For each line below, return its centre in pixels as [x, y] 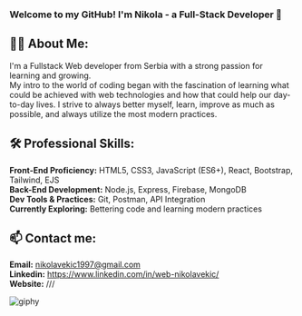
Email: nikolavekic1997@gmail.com [75, 265]
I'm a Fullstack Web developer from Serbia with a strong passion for [136, 65]
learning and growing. [50, 75]
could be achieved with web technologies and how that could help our [141, 94]
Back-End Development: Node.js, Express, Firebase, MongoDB [128, 189]
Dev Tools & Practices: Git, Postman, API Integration [107, 199]
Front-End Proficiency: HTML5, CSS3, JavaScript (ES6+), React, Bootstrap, [151, 170]
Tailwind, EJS [34, 180]
